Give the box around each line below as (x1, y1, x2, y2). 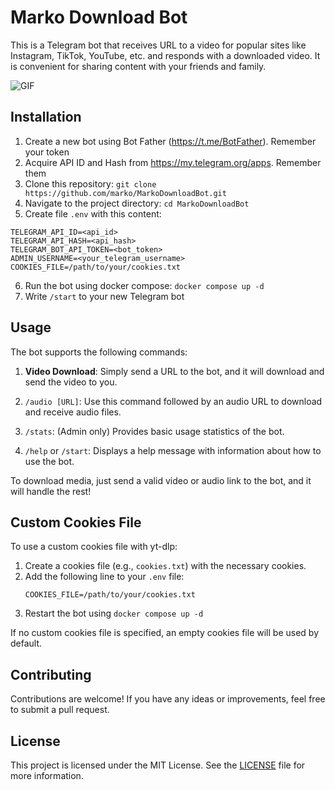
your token (24, 146, 70, 158)
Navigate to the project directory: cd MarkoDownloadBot (24, 197, 250, 209)
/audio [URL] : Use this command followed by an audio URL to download (24, 395, 323, 407)
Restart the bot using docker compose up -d (24, 607, 204, 620)
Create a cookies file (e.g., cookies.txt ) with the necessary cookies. (24, 560, 307, 572)
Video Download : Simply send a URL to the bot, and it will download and (24, 365, 325, 377)
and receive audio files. (24, 406, 122, 418)
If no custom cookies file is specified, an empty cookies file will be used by (10, 627, 319, 639)
